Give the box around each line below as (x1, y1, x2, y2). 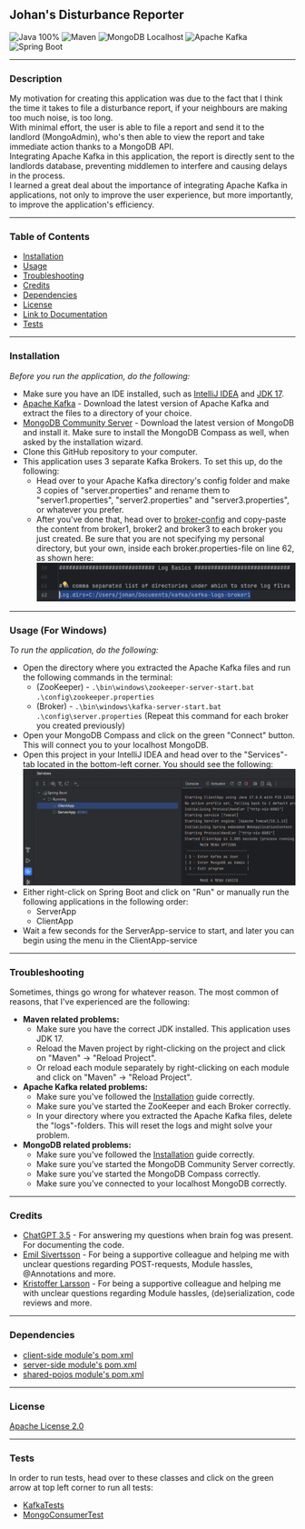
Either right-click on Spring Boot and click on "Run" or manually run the (22, 886, 290, 897)
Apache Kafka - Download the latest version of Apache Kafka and (22, 397, 270, 408)
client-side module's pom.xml (22, 1349, 134, 1360)
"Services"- (243, 749, 289, 760)
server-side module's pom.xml (22, 1359, 138, 1370)
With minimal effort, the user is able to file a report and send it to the (9, 122, 265, 133)
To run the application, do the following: (9, 645, 159, 655)
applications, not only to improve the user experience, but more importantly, (9, 190, 293, 201)
